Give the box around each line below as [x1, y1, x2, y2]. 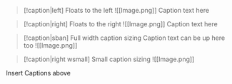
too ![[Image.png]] [23, 41, 78, 49]
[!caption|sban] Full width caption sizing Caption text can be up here [23, 33, 226, 42]
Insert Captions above [6, 69, 71, 77]
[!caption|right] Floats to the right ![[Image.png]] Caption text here [23, 20, 218, 28]
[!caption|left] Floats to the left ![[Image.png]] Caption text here [23, 6, 210, 14]
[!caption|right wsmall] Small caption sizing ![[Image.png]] [23, 55, 195, 63]
